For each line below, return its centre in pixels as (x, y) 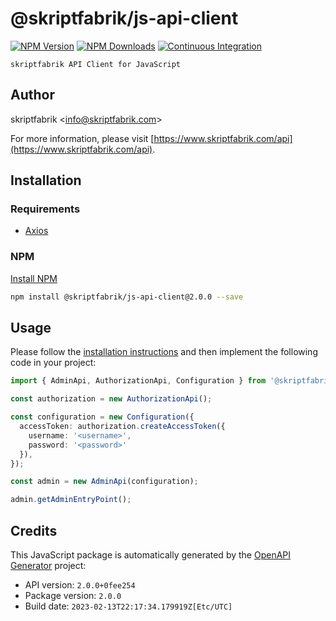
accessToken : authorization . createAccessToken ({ (122, 427)
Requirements (45, 209)
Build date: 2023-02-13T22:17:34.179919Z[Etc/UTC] (128, 606)
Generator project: (48, 565)
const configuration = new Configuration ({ (102, 417)
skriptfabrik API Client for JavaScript (96, 64)
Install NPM (34, 278)
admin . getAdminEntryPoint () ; (71, 500)
